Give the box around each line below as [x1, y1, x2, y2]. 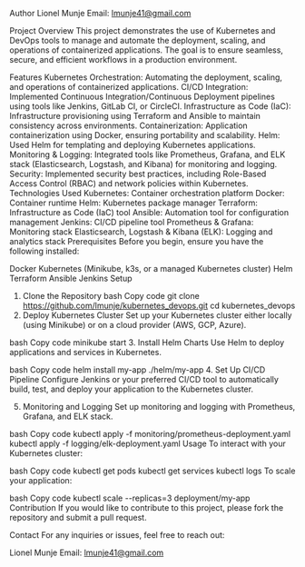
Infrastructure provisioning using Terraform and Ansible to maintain [9, 111, 261, 121]
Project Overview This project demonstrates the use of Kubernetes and [9, 25, 276, 35]
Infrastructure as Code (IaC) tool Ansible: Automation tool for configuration [9, 207, 289, 217]
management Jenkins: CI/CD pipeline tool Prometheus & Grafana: [9, 217, 254, 227]
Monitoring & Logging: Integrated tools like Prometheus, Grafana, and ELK [9, 149, 286, 160]
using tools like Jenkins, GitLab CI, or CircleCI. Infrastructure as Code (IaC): [9, 101, 292, 112]
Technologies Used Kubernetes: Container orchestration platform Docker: [9, 188, 285, 198]
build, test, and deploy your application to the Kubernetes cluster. [9, 383, 254, 394]
